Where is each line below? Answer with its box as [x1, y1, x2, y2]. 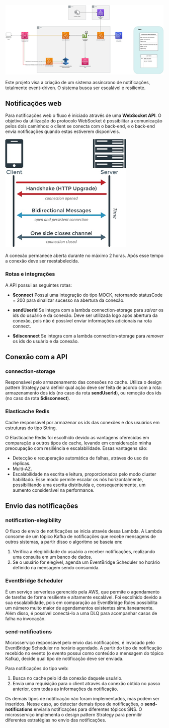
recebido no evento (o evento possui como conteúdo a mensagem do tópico [5, 650, 164, 656]
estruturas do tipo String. [5, 425, 57, 431]
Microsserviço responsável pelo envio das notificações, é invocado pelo [5, 639, 155, 645]
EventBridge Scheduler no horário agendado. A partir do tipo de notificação [5, 645, 162, 651]
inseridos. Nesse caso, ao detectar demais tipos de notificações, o [5, 701, 143, 707]
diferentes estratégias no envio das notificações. [5, 717, 107, 723]
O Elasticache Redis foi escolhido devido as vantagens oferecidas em [5, 434, 149, 440]
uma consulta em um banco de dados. [12, 554, 93, 560]
